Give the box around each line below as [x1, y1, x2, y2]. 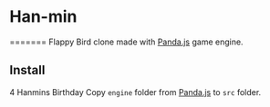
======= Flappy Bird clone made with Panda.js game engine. [9, 36, 244, 47]
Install [9, 63, 46, 78]
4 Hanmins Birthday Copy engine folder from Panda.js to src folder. [9, 86, 262, 97]
